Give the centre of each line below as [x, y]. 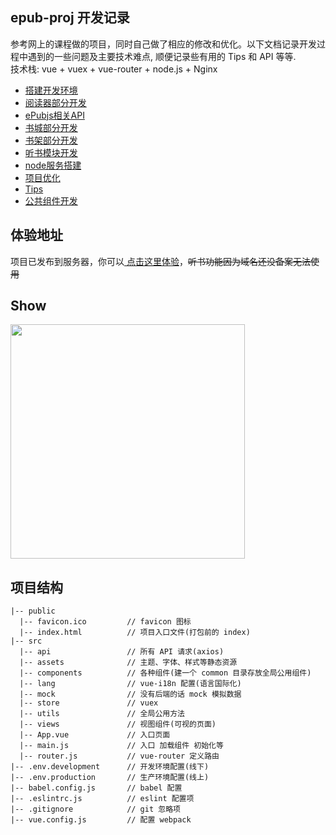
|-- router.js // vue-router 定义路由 [119, 756]
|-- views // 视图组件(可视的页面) [118, 724]
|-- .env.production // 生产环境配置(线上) [110, 778]
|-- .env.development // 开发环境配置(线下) [110, 767]
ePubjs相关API [54, 115]
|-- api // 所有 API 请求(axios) [122, 652]
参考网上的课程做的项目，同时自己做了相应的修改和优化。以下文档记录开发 [163, 44]
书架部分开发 [51, 140]
